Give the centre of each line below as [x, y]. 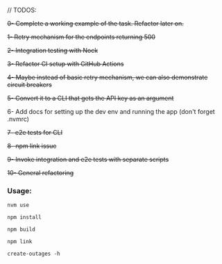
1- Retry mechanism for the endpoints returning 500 [82, 37]
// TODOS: [22, 10]
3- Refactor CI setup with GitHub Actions [66, 64]
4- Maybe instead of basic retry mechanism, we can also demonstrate [108, 77]
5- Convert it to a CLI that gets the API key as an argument [91, 98]
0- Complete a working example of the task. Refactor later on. [95, 23]
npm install [24, 217]
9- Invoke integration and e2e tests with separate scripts [88, 159]
